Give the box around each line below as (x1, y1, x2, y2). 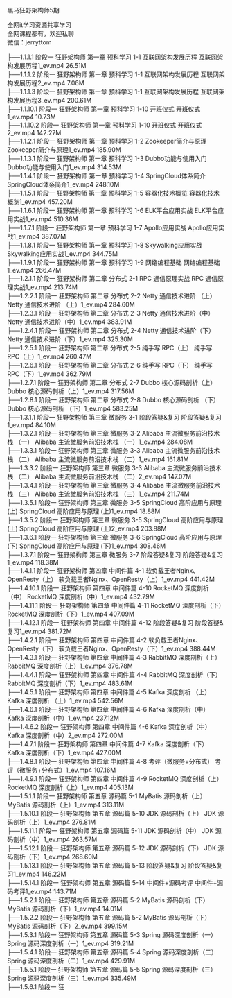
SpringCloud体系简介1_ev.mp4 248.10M (7, 180, 120, 189)
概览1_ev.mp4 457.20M (7, 198, 73, 206)
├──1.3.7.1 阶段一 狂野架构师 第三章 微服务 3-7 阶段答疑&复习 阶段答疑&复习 (7, 551, 224, 558)
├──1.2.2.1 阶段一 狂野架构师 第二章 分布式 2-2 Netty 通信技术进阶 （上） (7, 292, 216, 300)
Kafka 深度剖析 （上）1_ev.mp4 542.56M (7, 696, 124, 705)
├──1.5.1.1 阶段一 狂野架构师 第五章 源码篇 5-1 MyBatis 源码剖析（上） (7, 792, 206, 800)
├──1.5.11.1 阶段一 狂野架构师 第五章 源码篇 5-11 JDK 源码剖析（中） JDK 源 (7, 827, 222, 834)
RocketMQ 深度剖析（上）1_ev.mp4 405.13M (7, 783, 134, 791)
